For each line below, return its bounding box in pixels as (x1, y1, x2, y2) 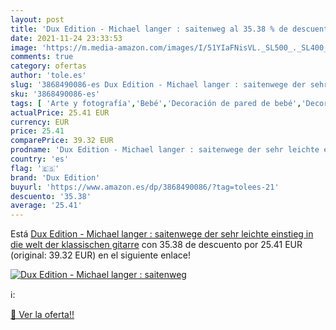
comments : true (10, 52, 74, 62)
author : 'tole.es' (10, 71, 87, 81)
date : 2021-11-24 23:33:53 (10, 33, 123, 43)
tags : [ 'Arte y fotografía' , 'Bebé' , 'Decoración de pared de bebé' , (10, 98, 302, 108)
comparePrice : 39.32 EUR (10, 136, 114, 146)
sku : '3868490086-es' (10, 89, 101, 99)
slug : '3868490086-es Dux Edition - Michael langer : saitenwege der (10, 80, 307, 90)
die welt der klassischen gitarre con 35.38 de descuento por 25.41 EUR (10, 239, 303, 251)
